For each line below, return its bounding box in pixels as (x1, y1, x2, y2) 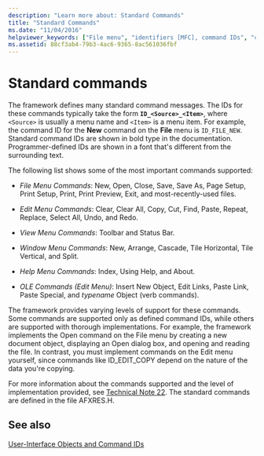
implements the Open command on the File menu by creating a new (8, 330, 228, 340)
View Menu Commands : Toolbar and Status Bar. (19, 228, 175, 238)
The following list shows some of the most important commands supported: (8, 166, 253, 175)
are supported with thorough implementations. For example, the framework (8, 323, 251, 332)
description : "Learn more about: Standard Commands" (8, 11, 185, 20)
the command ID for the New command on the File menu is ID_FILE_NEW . (8, 126, 242, 135)
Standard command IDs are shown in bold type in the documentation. (8, 134, 233, 144)
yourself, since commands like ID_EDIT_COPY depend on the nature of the (8, 356, 248, 365)
